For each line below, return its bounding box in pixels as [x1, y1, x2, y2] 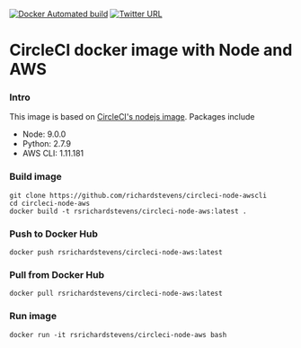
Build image [9, 171, 63, 183]
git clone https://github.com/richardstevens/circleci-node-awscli [9, 191, 268, 200]
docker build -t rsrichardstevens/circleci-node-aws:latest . [9, 207, 247, 216]
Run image [9, 310, 57, 323]
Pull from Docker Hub [9, 269, 105, 281]
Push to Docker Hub [9, 228, 99, 240]
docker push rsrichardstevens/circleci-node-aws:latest [9, 248, 223, 257]
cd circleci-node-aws [9, 199, 91, 208]
